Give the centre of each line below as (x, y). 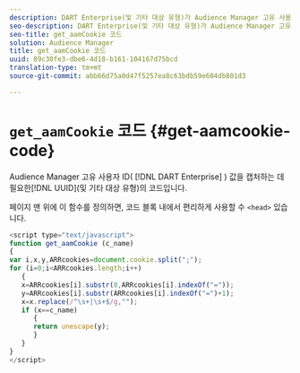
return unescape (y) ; (71, 327)
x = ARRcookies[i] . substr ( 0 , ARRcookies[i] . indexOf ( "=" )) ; (128, 285)
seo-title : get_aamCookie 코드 (66, 34)
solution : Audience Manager (62, 43)
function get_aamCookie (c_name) (72, 243)
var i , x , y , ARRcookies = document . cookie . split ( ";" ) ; (106, 260)
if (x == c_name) (49, 310)
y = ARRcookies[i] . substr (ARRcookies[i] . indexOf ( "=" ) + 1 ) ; (128, 293)
